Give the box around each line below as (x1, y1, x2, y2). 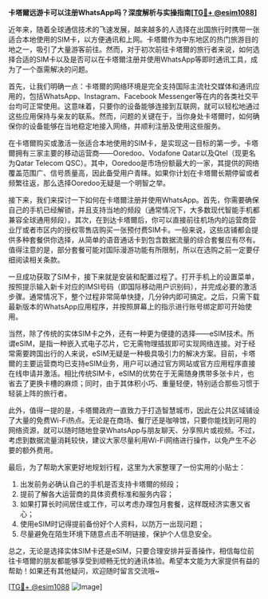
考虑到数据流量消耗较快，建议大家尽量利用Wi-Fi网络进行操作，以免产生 (8, 435, 243, 445)
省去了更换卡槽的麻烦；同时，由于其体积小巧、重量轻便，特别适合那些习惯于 (8, 379, 260, 388)
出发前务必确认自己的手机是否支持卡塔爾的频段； (19, 479, 181, 489)
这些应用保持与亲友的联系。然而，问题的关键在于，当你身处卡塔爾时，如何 (8, 112, 253, 120)
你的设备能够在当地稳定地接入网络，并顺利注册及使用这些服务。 (14, 121, 225, 131)
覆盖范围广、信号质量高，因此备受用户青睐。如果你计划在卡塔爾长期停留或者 (8, 168, 260, 178)
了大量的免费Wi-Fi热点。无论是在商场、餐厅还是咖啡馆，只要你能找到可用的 (8, 416, 257, 425)
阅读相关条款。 (14, 255, 65, 264)
